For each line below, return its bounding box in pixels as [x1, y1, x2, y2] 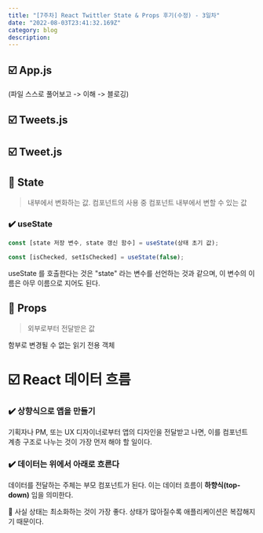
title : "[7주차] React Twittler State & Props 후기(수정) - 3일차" [8, 11, 221, 20]
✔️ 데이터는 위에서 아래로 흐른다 [8, 458, 120, 469]
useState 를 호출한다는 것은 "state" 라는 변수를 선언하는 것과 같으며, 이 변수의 [8, 268, 247, 278]
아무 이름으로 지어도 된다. [22, 278, 100, 288]
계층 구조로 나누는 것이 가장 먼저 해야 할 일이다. [8, 437, 153, 447]
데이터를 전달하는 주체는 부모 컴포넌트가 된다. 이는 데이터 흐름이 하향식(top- [8, 480, 241, 490]
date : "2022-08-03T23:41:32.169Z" [8, 19, 122, 27]
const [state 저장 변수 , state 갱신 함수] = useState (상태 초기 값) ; [8, 239, 219, 247]
